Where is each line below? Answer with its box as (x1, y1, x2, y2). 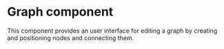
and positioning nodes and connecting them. (7, 33, 134, 42)
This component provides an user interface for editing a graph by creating (7, 27, 218, 35)
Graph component (7, 4, 114, 20)
